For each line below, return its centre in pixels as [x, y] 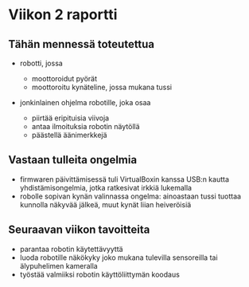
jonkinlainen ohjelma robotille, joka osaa [85, 102]
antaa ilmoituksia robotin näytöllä [86, 126]
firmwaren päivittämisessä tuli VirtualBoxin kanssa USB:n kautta [124, 179]
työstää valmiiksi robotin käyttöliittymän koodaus [100, 274]
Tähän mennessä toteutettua [82, 44]
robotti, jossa [41, 63]
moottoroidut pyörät [64, 79]
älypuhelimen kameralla [58, 265]
